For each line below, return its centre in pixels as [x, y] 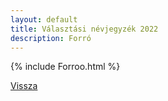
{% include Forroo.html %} [65, 67]
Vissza [24, 86]
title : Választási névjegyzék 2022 [84, 29]
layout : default [44, 19]
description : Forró [51, 38]
